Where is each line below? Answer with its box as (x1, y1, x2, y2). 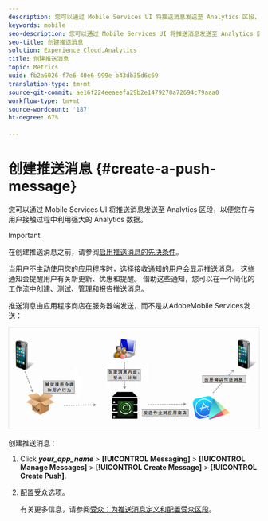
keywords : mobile (8, 21, 66, 29)
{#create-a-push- (95, 160, 217, 178)
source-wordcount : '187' (8, 105, 91, 113)
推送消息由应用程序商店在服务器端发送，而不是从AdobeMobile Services (8, 300, 244, 310)
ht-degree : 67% (8, 114, 59, 122)
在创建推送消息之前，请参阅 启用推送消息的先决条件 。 (8, 247, 183, 257)
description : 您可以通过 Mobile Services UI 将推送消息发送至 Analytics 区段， (8, 13, 261, 21)
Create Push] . (19, 471, 67, 480)
